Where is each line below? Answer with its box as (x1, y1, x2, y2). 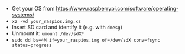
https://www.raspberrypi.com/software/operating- (56, 5, 179, 12)
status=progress (11, 42, 52, 48)
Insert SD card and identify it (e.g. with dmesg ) (11, 23, 123, 31)
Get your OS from (11, 5, 55, 12)
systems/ (11, 11, 34, 18)
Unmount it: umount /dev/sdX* (11, 30, 85, 37)
